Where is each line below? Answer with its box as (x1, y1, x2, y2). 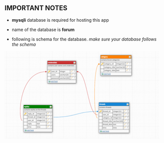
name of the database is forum (11, 27, 75, 33)
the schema (11, 41, 36, 47)
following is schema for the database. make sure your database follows (11, 36, 157, 42)
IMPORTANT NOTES (4, 4, 67, 12)
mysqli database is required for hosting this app (11, 17, 109, 23)
